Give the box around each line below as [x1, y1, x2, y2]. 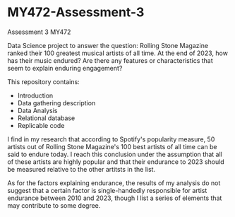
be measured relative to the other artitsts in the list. [7, 165, 156, 173]
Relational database [17, 114, 76, 122]
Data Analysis [17, 106, 58, 115]
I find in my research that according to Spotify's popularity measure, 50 [7, 135, 215, 143]
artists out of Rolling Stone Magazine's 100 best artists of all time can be [7, 142, 217, 151]
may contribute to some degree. [7, 201, 101, 209]
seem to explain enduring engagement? [7, 64, 123, 72]
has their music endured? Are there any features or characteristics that [7, 56, 213, 64]
